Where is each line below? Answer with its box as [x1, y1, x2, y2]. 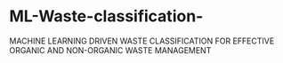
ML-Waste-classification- [9, 6, 204, 27]
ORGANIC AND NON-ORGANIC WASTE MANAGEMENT [9, 44, 212, 55]
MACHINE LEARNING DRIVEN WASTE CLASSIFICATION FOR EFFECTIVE [9, 35, 275, 46]
